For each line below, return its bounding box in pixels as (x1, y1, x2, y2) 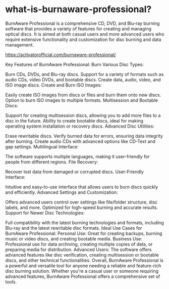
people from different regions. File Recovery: (5, 158, 98, 165)
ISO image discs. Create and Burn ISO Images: (5, 82, 102, 88)
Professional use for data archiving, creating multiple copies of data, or (5, 241, 153, 247)
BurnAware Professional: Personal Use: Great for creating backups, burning (5, 230, 162, 236)
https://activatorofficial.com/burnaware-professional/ (5, 52, 116, 58)
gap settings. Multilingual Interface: (5, 143, 79, 150)
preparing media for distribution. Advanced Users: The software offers (5, 246, 152, 253)
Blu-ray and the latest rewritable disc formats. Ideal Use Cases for (5, 225, 142, 231)
